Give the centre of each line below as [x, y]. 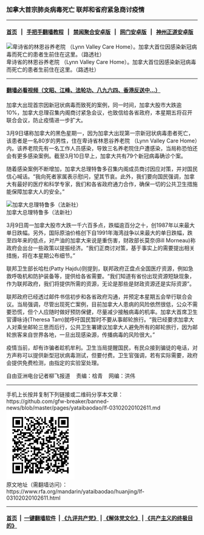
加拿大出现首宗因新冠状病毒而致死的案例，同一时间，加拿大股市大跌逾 [94, 105]
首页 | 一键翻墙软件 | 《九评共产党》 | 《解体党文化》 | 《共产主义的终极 [97, 518]
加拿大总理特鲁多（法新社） [41, 212]
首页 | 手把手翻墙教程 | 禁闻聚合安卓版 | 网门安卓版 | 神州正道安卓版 [100, 32]
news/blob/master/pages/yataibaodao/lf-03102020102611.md [83, 407]
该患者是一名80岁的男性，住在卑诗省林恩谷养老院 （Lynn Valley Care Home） [102, 141]
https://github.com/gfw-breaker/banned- [58, 401]
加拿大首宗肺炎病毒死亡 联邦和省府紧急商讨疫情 [75, 9]
